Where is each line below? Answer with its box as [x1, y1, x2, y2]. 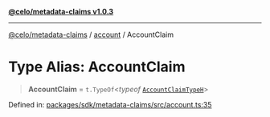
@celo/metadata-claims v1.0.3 [8, 7, 114, 16]
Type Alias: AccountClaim [8, 58, 186, 76]
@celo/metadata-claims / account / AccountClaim [8, 30, 174, 39]
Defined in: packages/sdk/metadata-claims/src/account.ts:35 [8, 99, 212, 109]
